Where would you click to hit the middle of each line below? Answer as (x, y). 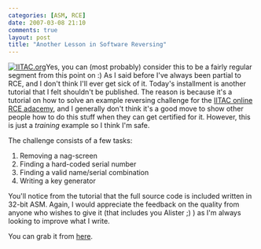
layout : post (29, 37)
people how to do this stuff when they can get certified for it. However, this (129, 117)
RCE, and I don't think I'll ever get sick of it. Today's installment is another (127, 84)
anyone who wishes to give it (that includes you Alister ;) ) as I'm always (125, 213)
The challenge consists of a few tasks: (70, 141)
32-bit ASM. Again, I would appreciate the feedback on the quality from (124, 204)
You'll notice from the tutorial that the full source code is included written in (130, 196)
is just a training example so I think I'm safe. (79, 126)
